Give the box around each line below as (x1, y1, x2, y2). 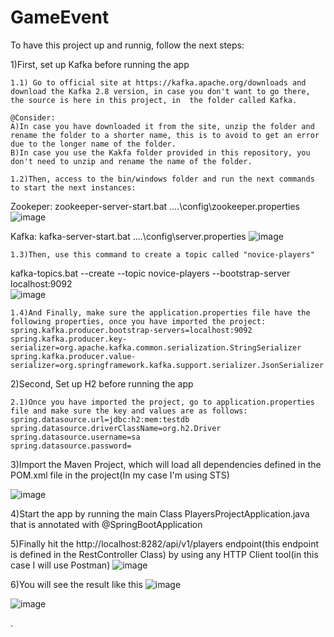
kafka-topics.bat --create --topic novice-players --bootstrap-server (10, 267, 291, 279)
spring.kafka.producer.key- (10, 334, 128, 344)
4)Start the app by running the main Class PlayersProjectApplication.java (10, 507, 310, 520)
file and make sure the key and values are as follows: (10, 406, 248, 416)
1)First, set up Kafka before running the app (10, 58, 190, 70)
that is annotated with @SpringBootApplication (10, 518, 203, 530)
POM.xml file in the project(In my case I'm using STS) (10, 469, 230, 481)
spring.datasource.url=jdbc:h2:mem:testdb (10, 414, 190, 425)
